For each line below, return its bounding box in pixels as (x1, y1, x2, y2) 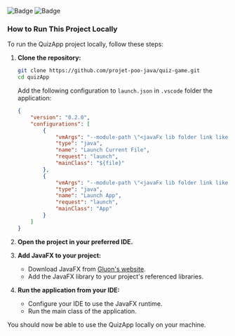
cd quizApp (17, 74, 50, 81)
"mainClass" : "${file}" (55, 160, 125, 167)
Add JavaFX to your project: (17, 251, 102, 260)
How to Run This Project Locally (7, 24, 118, 34)
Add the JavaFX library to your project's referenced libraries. (27, 272, 204, 281)
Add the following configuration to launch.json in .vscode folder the (17, 86, 213, 95)
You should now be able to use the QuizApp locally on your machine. (7, 320, 206, 329)
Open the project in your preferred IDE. (17, 237, 133, 246)
